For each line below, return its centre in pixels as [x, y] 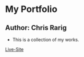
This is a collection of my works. [45, 39]
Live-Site [14, 49]
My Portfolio [31, 9]
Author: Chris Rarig [36, 28]
